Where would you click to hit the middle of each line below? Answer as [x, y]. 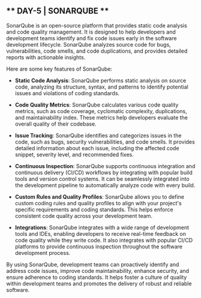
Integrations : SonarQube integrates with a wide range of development [102, 227]
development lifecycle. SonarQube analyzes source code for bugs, [88, 44]
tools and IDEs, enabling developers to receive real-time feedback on [100, 233]
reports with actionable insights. [46, 57]
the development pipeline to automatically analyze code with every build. [105, 185]
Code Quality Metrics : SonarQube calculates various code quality [97, 105]
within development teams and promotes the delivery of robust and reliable [99, 283]
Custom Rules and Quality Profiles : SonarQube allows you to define [100, 197]
